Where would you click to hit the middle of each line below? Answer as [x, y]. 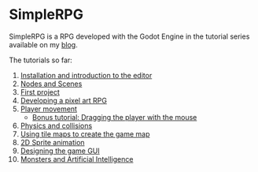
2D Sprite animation [52, 142]
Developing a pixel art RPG [63, 100]
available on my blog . [43, 44]
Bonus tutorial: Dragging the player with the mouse [114, 117]
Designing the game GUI [60, 151]
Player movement [49, 109]
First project [40, 92]
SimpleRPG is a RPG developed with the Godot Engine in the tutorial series [129, 36]
